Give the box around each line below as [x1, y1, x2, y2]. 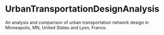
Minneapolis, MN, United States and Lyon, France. [5, 24, 107, 30]
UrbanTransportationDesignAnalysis [5, 3, 160, 15]
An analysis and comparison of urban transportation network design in [5, 19, 149, 25]
